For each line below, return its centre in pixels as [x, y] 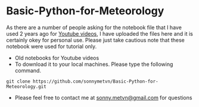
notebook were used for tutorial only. [52, 46]
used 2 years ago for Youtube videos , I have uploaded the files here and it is [100, 33]
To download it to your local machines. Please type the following [94, 64]
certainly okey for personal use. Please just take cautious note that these [95, 40]
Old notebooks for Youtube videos [57, 58]
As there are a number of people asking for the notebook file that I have [94, 27]
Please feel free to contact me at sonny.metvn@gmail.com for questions [103, 97]
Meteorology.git [26, 86]
